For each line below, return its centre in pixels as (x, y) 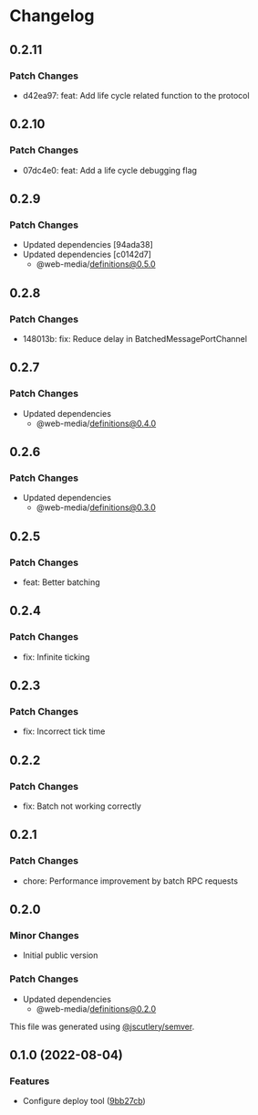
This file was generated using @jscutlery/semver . (102, 1026)
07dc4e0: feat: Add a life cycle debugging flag (110, 170)
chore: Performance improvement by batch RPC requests (130, 881)
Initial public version (60, 955)
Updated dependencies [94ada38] (88, 245)
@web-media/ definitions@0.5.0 (96, 264)
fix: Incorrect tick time (64, 731)
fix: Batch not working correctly (82, 806)
